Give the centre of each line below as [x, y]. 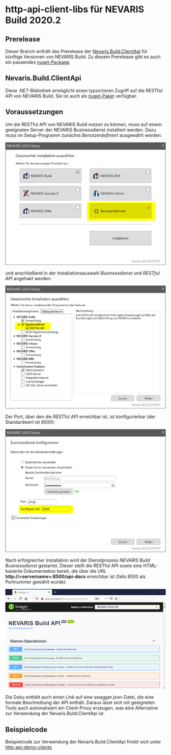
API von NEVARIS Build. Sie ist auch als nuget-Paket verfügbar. [71, 96]
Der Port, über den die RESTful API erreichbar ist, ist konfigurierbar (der [81, 417]
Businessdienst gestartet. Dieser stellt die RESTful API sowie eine [74, 566]
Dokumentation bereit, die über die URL [65, 571]
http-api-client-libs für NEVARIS [75, 9]
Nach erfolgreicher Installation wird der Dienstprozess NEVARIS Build [78, 560]
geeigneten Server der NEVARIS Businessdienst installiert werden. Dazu [81, 130]
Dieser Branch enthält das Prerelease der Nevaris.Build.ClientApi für [77, 51]
